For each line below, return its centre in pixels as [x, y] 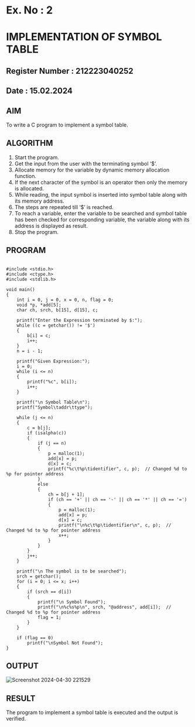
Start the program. [37, 157]
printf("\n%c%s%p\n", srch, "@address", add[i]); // [104, 607]
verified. [16, 719]
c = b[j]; [39, 428]
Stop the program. [37, 232]
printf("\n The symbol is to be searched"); [72, 571]
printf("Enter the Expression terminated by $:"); [80, 320]
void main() [20, 289]
